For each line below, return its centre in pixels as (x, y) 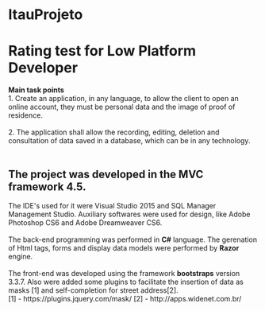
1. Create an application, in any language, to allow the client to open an (124, 99)
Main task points (36, 90)
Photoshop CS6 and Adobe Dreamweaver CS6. (85, 222)
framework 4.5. (47, 187)
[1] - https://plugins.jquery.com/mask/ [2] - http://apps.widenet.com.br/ (125, 298)
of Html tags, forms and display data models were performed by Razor (124, 247)
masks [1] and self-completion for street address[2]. (93, 290)
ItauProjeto (46, 15)
